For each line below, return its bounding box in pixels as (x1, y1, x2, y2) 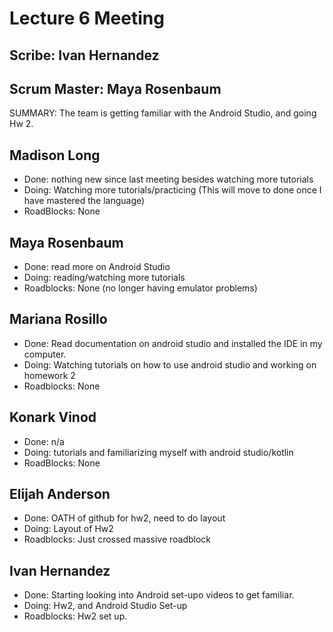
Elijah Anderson (9, 486, 111, 503)
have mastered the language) (23, 195, 146, 207)
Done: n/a (23, 435, 65, 447)
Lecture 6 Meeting (9, 7, 165, 30)
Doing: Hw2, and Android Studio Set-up (23, 600, 188, 612)
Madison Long (9, 147, 101, 164)
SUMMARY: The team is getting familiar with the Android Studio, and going (9, 107, 317, 119)
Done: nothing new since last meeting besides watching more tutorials (23, 173, 314, 186)
